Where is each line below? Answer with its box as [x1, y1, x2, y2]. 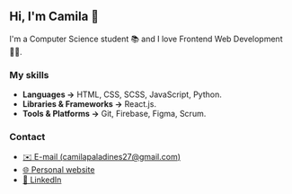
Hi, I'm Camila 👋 [9, 9, 100, 24]
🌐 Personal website [22, 164, 95, 175]
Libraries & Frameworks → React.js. [22, 99, 157, 110]
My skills [9, 68, 49, 81]
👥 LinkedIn [22, 174, 62, 185]
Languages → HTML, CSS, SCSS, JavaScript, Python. [22, 89, 222, 100]
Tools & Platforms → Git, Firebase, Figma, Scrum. [22, 109, 207, 119]
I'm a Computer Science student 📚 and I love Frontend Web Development [9, 33, 283, 44]
